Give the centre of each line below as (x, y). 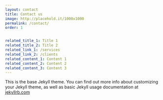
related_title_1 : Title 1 (31, 41)
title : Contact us (24, 14)
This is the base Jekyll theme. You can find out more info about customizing (81, 82)
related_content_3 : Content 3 (36, 68)
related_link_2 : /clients (31, 54)
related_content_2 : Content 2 (36, 63)
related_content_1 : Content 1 (36, 59)
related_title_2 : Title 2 (31, 45)
